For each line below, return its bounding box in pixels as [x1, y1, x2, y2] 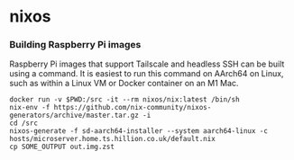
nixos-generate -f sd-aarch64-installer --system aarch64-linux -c [9, 127, 269, 136]
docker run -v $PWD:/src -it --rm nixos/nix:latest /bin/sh [9, 95, 241, 104]
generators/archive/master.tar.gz [9, 111, 140, 120]
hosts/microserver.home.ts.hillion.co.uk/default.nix [9, 135, 216, 144]
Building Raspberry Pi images [9, 39, 142, 51]
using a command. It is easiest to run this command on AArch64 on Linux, [9, 68, 284, 79]
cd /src [9, 119, 39, 128]
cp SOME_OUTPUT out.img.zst [9, 142, 115, 152]
